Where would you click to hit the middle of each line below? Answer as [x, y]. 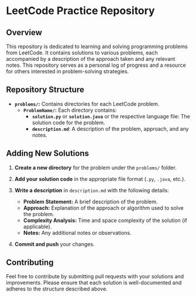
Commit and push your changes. [54, 244]
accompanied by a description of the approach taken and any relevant [91, 59]
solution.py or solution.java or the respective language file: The [111, 116]
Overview [24, 33]
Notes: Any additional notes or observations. [77, 233]
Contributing [30, 263]
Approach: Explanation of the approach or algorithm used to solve [104, 208]
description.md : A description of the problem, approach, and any [110, 129]
